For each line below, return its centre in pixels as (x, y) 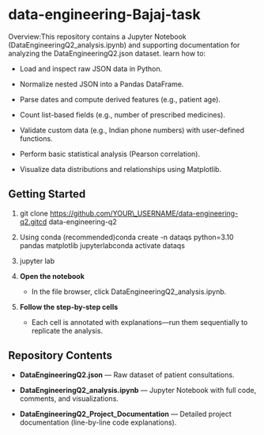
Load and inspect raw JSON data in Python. (91, 68)
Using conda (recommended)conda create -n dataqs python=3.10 (127, 237)
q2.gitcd (33, 221)
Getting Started (47, 195)
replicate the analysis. (67, 330)
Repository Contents (60, 355)
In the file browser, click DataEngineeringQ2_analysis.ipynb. (129, 292)
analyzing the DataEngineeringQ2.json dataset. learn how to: (107, 53)
